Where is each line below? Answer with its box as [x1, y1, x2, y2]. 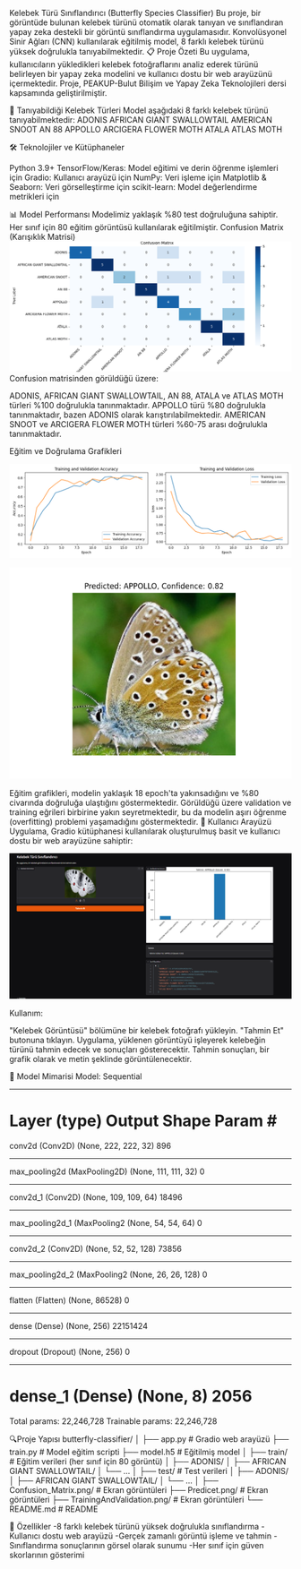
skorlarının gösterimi [9, 1549, 85, 1560]
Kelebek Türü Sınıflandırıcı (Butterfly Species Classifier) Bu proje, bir [9, 8, 262, 18]
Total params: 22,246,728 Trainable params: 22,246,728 [9, 1415, 218, 1427]
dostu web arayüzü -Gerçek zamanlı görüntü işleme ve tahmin [41, 1530, 272, 1541]
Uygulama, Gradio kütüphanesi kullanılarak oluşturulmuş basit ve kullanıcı [9, 826, 280, 836]
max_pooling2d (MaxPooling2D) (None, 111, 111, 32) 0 [9, 1166, 205, 1177]
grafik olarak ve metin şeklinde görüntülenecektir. [9, 1053, 193, 1064]
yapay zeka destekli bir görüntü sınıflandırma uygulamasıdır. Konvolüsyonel [9, 27, 287, 37]
